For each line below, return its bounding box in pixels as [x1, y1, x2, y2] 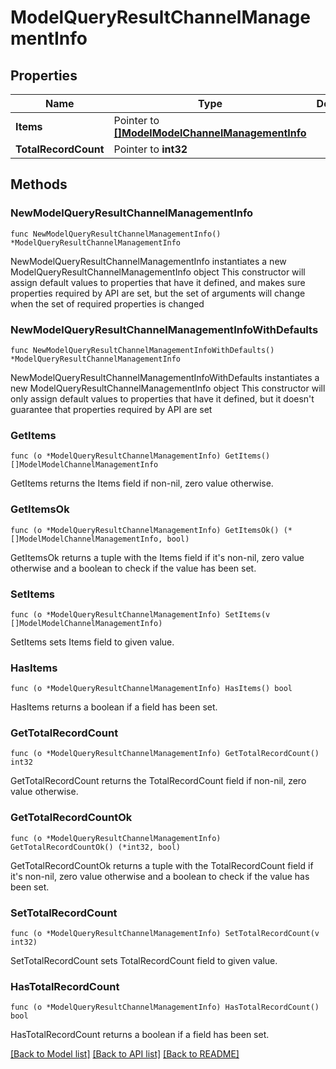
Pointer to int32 [113, 142, 188, 156]
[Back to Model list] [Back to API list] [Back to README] [10, 1048, 240, 1060]
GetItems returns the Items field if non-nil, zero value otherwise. [10, 477, 274, 490]
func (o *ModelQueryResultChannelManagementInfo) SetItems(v [10, 609, 271, 620]
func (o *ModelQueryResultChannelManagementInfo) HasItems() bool [10, 684, 293, 694]
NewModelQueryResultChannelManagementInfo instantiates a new [10, 255, 287, 267]
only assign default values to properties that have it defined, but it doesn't [10, 392, 315, 405]
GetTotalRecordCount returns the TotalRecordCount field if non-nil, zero [10, 775, 307, 787]
